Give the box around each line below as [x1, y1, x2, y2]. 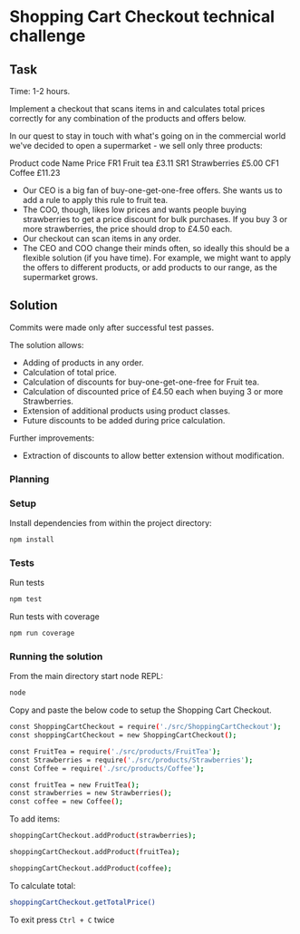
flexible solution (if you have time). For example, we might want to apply [22, 252, 292, 263]
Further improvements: [9, 433, 95, 443]
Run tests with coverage [9, 611, 100, 622]
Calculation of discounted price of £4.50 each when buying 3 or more [22, 385, 284, 396]
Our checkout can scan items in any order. [22, 233, 181, 244]
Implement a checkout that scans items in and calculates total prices [9, 103, 266, 114]
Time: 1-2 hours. [9, 86, 71, 96]
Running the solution [9, 650, 103, 663]
